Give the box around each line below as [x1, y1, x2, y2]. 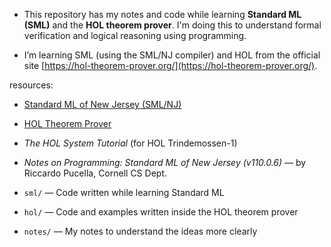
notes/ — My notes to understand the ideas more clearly [23, 225, 258, 237]
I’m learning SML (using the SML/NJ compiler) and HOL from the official [23, 49, 321, 61]
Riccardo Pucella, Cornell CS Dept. [23, 167, 167, 179]
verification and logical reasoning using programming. [23, 30, 247, 41]
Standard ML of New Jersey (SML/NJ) [23, 99, 182, 110]
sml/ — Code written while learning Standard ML [23, 187, 225, 198]
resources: [9, 79, 54, 91]
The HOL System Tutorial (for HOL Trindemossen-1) [23, 137, 238, 149]
